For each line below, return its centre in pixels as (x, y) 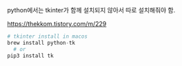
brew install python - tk (41, 43)
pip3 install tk (30, 56)
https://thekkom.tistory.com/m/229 (57, 24)
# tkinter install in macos (48, 36)
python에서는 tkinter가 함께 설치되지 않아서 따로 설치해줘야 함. (91, 10)
